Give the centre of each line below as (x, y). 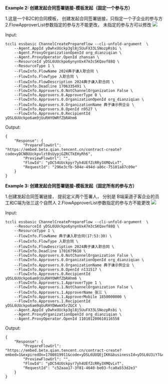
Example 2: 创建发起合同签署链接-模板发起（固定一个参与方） (69, 8)
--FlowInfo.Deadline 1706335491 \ (50, 86)
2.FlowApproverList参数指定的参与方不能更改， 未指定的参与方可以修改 (78, 25)
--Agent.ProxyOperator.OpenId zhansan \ (57, 57)
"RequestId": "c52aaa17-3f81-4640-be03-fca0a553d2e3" (80, 368)
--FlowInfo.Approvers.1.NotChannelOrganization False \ (74, 287)
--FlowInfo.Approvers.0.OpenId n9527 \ (56, 109)
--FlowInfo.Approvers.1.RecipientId (52, 301)
